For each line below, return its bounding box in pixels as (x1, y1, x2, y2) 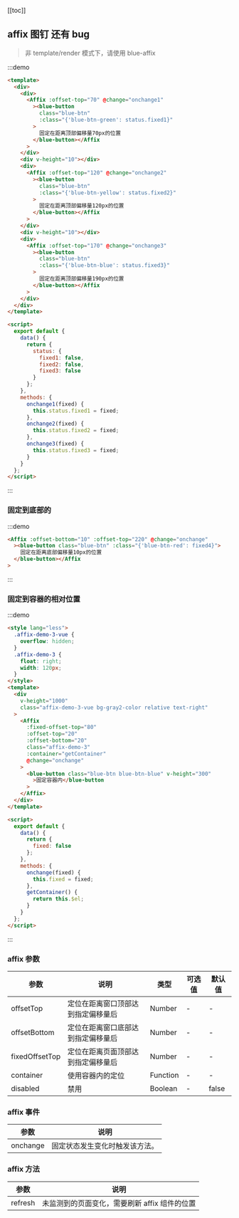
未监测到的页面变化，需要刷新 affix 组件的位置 (42, 1198, 196, 1208)
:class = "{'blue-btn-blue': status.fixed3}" (38, 262, 171, 269)
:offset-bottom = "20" (26, 737, 87, 745)
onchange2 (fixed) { (26, 420, 84, 428)
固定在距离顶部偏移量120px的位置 (38, 202, 124, 209)
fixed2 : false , (38, 361, 84, 368)
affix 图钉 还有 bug (7, 28, 90, 41)
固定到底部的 (7, 505, 52, 515)
